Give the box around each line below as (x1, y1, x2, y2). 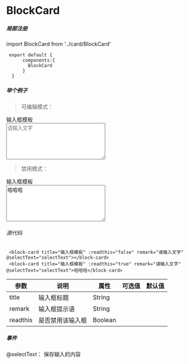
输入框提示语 (38, 305, 75, 313)
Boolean (92, 316, 117, 324)
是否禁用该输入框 (38, 316, 88, 325)
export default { (8, 52, 53, 58)
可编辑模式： (21, 103, 53, 111)
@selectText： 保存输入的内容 (6, 351, 81, 358)
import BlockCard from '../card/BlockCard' (6, 41, 112, 48)
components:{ (22, 57, 56, 63)
